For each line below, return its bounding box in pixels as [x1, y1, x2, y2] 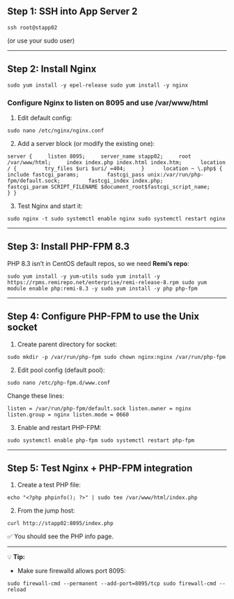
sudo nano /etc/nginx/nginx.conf [7, 127, 104, 134]
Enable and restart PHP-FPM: [17, 423, 102, 431]
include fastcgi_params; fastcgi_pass [7, 171, 145, 178]
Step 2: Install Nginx [7, 63, 97, 75]
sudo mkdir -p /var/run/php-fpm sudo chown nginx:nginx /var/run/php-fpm [7, 353, 226, 360]
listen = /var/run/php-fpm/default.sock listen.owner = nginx [7, 405, 192, 412]
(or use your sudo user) [7, 36, 75, 45]
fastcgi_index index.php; [88, 177, 164, 184]
